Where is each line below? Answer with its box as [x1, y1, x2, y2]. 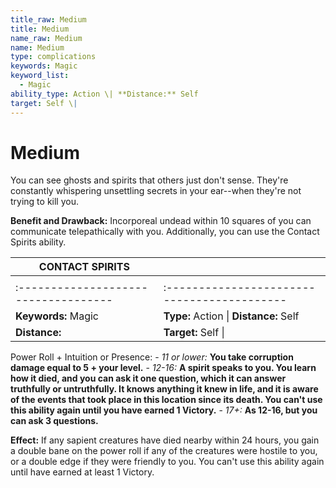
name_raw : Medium [10, 33, 83, 43]
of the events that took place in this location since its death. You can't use [10, 394, 323, 406]
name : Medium [10, 42, 65, 53]
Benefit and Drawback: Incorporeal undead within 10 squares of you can [10, 215, 312, 227]
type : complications [10, 52, 97, 62]
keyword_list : [10, 71, 70, 81]
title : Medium [10, 24, 70, 34]
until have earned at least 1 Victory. [10, 466, 155, 478]
